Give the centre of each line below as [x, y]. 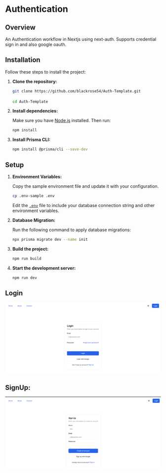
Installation [23, 60]
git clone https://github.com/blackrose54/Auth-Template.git [77, 91]
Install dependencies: [35, 111]
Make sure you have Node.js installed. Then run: [62, 121]
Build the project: [30, 249]
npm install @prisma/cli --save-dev [50, 149]
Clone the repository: [35, 81]
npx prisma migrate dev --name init [50, 239]
